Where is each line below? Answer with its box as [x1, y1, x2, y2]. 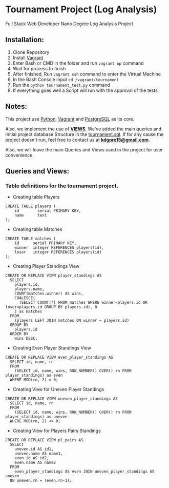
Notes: [5, 102, 27, 111]
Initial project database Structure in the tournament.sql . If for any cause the [5, 131, 164, 137]
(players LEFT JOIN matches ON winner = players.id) [14, 318, 130, 323]
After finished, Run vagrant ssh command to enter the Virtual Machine [12, 71, 161, 77]
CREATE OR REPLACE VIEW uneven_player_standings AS [5, 396, 118, 401]
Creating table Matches [12, 226, 62, 232]
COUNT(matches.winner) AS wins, [14, 291, 83, 296]
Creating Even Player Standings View [12, 345, 91, 351]
